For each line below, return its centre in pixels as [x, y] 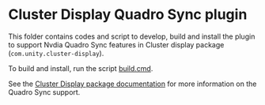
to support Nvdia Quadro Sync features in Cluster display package [116, 44]
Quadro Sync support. [44, 92]
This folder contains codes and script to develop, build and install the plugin [132, 36]
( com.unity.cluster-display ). [56, 53]
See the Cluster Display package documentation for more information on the [132, 84]
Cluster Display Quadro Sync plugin [128, 15]
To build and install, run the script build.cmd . [81, 68]
